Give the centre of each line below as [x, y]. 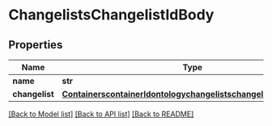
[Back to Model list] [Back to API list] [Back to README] [101, 114]
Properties [36, 45]
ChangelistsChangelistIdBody [111, 15]
